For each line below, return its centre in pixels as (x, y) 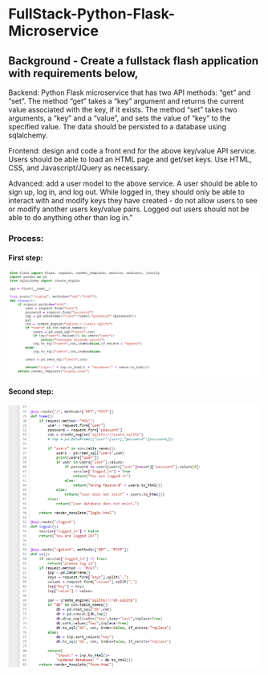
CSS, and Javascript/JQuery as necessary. (79, 168)
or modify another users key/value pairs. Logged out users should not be (129, 209)
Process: (26, 238)
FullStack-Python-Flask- (91, 14)
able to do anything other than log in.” (71, 217)
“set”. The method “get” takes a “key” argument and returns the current (126, 101)
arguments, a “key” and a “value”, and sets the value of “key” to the (120, 118)
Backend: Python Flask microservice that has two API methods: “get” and (130, 92)
